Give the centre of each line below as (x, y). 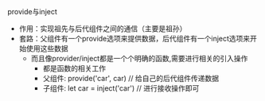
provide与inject (32, 12)
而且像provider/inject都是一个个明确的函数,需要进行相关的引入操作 (139, 58)
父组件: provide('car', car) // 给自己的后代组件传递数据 (131, 78)
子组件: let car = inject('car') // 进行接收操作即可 (121, 88)
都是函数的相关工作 (74, 68)
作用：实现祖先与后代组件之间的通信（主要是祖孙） (103, 29)
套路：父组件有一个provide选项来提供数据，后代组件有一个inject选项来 (134, 39)
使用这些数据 (47, 49)
